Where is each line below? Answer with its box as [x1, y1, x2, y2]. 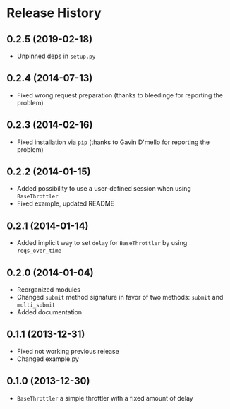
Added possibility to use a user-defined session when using [16, 184, 191, 193]
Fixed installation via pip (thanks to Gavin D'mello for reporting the [16, 138, 210, 146]
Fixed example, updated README [16, 199, 114, 208]
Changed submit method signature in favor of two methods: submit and [16, 293, 224, 302]
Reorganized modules [16, 285, 80, 294]
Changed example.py [16, 355, 79, 363]
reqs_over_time [16, 247, 62, 255]
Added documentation [16, 308, 83, 316]
